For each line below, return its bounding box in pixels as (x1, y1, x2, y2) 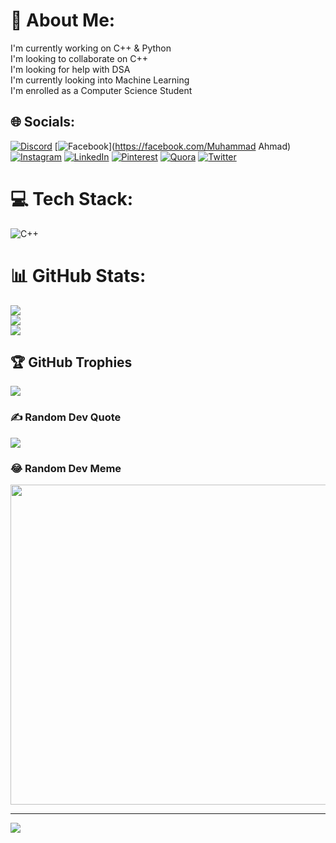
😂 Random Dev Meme (10, 461, 122, 475)
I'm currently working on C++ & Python (10, 42, 172, 54)
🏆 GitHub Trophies (10, 354, 133, 371)
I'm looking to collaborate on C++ (10, 52, 149, 64)
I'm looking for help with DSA (10, 63, 131, 75)
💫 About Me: (10, 9, 116, 32)
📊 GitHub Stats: (10, 264, 147, 287)
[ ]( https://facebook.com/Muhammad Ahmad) (54, 140, 292, 152)
